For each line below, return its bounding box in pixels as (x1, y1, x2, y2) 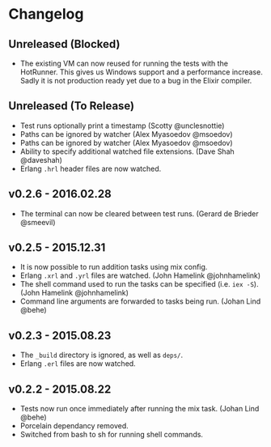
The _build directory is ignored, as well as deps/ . (19, 350, 184, 360)
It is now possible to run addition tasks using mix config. (19, 262, 208, 272)
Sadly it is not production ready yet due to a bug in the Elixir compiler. (19, 76, 252, 85)
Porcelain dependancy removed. (19, 421, 129, 431)
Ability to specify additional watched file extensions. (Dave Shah (19, 147, 235, 156)
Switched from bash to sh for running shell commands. (19, 430, 204, 440)
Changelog (8, 5, 84, 23)
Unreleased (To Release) (8, 99, 135, 113)
